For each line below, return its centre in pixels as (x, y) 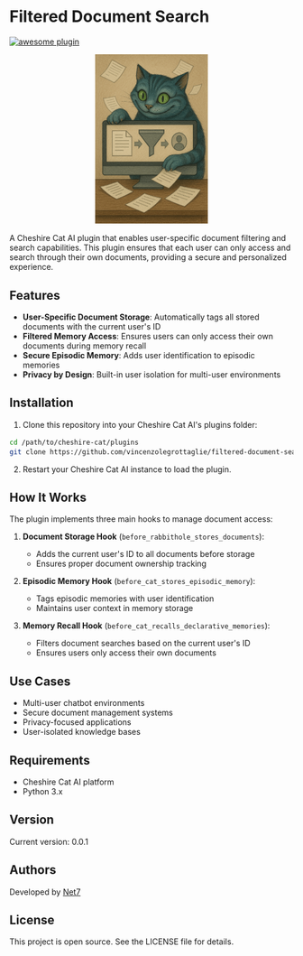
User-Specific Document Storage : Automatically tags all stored (141, 317)
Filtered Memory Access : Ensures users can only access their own (147, 337)
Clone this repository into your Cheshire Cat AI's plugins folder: (140, 424)
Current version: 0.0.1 (49, 841)
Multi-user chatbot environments (83, 703)
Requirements (50, 760)
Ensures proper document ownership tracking (121, 564)
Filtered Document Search (110, 17)
